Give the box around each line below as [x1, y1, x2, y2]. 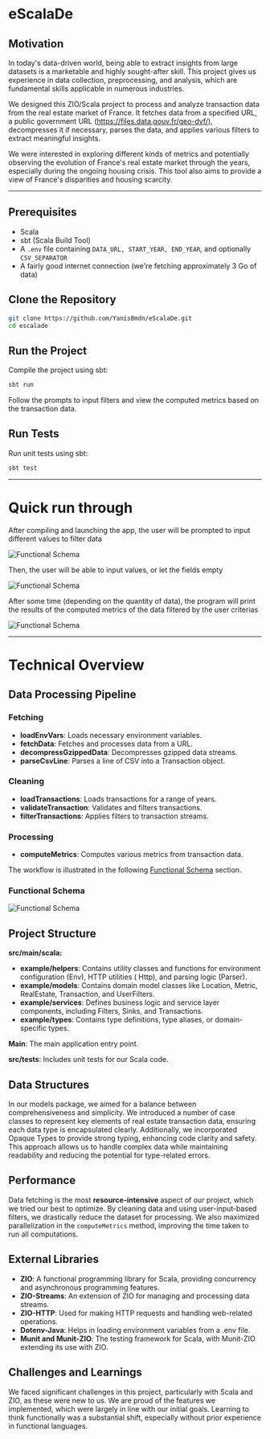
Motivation [8, 37, 64, 51]
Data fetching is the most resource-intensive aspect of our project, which [8, 1195, 254, 1204]
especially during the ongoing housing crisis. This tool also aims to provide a [8, 166, 262, 175]
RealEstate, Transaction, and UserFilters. [19, 990, 155, 999]
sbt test [8, 464, 38, 472]
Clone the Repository [8, 293, 117, 306]
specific [19, 1023, 47, 1033]
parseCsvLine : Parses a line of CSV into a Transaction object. [19, 756, 226, 765]
